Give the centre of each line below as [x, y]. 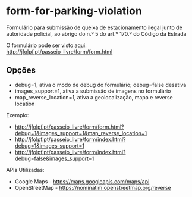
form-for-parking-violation [74, 11]
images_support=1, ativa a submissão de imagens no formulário [93, 91]
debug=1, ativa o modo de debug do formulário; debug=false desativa [100, 85]
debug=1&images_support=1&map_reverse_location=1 [81, 133]
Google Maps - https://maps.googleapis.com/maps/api [82, 181]
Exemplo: [18, 115]
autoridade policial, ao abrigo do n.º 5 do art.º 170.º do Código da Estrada [96, 33]
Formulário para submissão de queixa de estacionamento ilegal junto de [94, 27]
